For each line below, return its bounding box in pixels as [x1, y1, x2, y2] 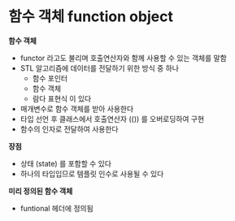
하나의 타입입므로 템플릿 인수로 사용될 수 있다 [20, 168, 164, 179]
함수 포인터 [32, 73, 67, 83]
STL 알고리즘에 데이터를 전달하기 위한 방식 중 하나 [20, 63, 179, 73]
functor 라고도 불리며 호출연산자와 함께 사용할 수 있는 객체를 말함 [20, 53, 228, 63]
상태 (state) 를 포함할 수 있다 [20, 158, 112, 168]
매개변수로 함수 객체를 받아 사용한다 [20, 103, 134, 114]
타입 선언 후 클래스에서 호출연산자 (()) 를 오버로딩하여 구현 [20, 114, 205, 123]
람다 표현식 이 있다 [32, 93, 92, 103]
